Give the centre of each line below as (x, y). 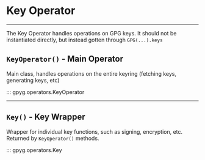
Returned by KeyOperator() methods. (53, 138)
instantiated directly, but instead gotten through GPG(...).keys (85, 40)
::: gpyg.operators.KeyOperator (45, 92)
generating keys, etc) (33, 80)
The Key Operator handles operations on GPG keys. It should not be (92, 33)
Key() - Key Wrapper (46, 117)
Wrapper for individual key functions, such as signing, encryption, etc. (95, 131)
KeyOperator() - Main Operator (65, 59)
